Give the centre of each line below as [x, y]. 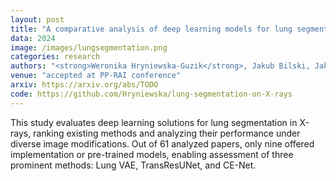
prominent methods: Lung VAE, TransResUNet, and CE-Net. [133, 165]
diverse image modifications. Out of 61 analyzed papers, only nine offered [162, 143]
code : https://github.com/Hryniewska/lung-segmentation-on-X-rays [151, 94]
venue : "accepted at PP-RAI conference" [96, 76]
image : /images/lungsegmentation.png [89, 47]
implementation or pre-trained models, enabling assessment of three [152, 154]
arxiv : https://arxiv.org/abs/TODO [84, 85]
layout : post [37, 19]
